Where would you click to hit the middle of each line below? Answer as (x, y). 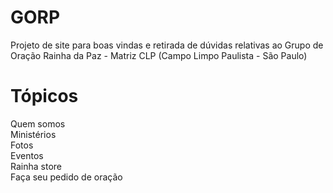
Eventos (27, 155)
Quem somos (38, 123)
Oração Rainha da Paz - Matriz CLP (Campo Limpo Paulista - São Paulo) (159, 55)
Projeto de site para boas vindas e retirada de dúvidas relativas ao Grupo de (167, 45)
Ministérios (33, 134)
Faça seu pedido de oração (66, 177)
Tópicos (44, 96)
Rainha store (36, 166)
